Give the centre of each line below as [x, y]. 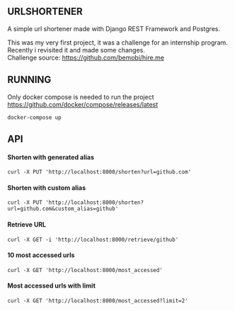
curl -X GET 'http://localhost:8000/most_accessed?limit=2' [98, 301]
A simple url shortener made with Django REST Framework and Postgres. [114, 28]
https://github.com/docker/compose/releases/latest [83, 104]
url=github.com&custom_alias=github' [63, 209]
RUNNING [29, 80]
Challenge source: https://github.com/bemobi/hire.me [86, 57]
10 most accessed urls [41, 255]
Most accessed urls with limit [51, 285]
